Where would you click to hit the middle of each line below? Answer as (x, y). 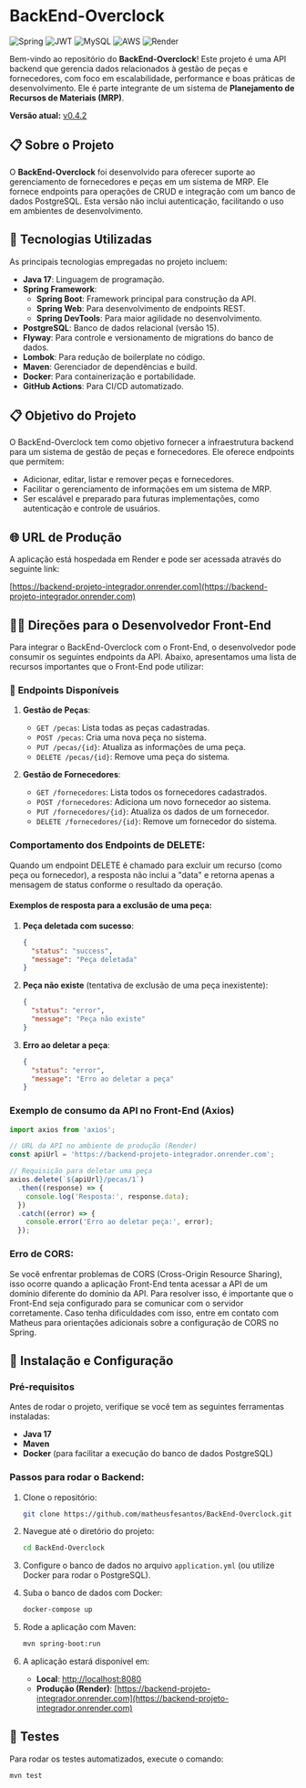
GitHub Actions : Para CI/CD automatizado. (103, 386)
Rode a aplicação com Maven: (79, 1627)
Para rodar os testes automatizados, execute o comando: (117, 1759)
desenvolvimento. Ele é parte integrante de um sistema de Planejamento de (152, 88)
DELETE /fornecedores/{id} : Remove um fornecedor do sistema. (157, 821)
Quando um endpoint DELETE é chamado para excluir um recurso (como (146, 865)
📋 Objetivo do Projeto (73, 415)
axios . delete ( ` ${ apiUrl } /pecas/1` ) (77, 1180)
